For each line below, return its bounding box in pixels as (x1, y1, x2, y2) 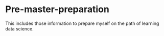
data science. (5, 25, 34, 31)
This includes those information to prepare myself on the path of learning (5, 20, 159, 26)
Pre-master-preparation (5, 4, 110, 15)
